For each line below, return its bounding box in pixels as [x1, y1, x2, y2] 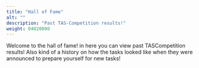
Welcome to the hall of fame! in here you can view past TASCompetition [6, 42, 186, 49]
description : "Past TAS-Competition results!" [6, 20, 126, 26]
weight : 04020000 [6, 25, 50, 32]
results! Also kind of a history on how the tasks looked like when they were [6, 49, 193, 56]
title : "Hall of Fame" [6, 8, 64, 15]
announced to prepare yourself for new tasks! [6, 55, 121, 62]
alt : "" [6, 14, 26, 20]
